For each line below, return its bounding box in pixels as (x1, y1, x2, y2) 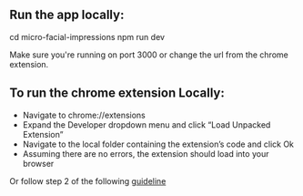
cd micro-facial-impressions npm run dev (9, 31, 166, 42)
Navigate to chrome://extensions (22, 109, 146, 120)
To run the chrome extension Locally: (9, 86, 225, 101)
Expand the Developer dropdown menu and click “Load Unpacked (22, 119, 271, 130)
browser (22, 158, 55, 169)
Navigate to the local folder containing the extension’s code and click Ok (22, 139, 294, 150)
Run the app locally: (9, 7, 125, 23)
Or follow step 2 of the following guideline (9, 175, 167, 186)
